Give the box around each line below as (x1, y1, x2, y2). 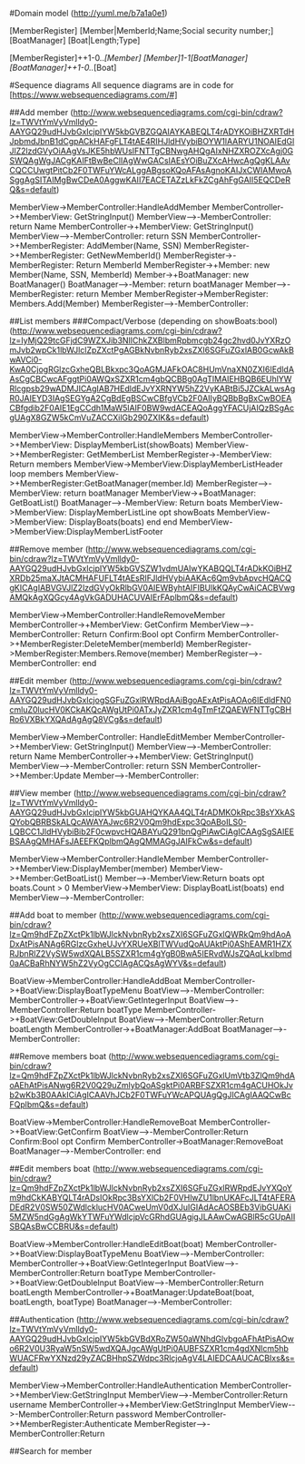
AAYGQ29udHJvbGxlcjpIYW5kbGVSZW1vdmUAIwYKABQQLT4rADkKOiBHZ (9, 563, 292, 574)
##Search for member (9, 1446, 93, 1456)
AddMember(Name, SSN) (86, 241, 182, 251)
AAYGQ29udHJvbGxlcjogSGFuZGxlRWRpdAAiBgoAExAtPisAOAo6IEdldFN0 (9, 694, 292, 705)
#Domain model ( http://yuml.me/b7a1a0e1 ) (9, 8, 168, 18)
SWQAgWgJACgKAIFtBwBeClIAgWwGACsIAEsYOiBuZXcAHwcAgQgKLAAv (9, 155, 290, 166)
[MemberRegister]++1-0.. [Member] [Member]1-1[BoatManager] (9, 53, 248, 63)
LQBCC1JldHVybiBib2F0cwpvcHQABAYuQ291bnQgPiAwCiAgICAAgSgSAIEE (9, 826, 295, 837)
